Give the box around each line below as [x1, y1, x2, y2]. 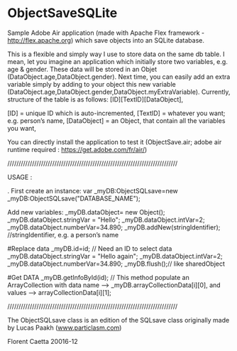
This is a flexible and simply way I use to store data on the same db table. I [7, 50, 225, 58]
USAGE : [7, 173, 33, 181]
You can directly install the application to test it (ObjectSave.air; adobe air [7, 137, 222, 146]
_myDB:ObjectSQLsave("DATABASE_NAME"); [7, 194, 140, 202]
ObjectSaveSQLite [7, 5, 118, 21]
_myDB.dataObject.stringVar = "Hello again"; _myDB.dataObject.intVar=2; [7, 252, 223, 260]
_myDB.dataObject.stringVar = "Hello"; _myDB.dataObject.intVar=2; [7, 215, 205, 224]
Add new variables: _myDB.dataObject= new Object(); [7, 207, 165, 216]
